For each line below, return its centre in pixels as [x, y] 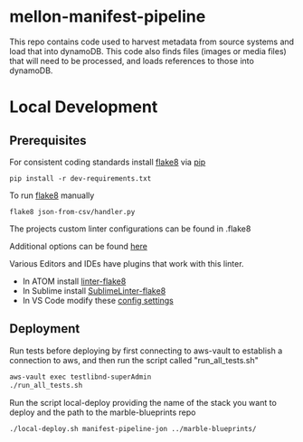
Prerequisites [48, 141]
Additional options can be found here [78, 246]
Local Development [84, 107]
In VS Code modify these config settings [98, 300]
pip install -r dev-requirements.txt [80, 178]
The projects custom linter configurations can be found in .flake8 [130, 229]
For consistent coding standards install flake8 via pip [108, 162]
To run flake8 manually [52, 195]
